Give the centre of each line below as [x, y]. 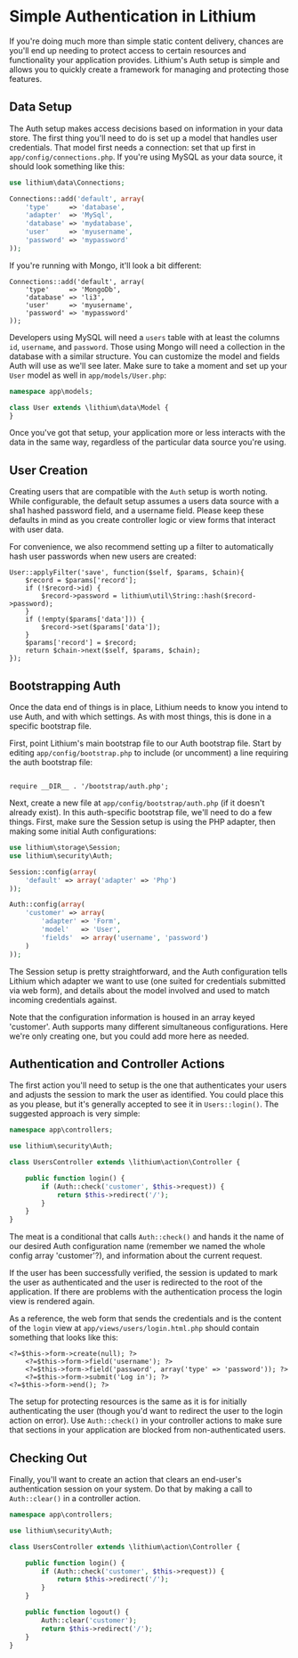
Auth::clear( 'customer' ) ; [89, 1620]
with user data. [36, 530]
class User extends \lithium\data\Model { [89, 407]
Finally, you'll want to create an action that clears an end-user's [125, 1479]
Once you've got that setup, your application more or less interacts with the [148, 433]
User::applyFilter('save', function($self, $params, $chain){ [127, 573]
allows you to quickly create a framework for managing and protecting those [149, 69]
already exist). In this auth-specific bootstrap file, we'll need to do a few [141, 812]
